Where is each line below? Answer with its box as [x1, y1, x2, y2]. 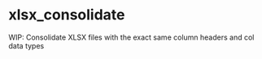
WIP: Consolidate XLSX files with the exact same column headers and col [8, 32, 255, 42]
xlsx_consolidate [8, 6, 125, 24]
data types [8, 40, 45, 50]
